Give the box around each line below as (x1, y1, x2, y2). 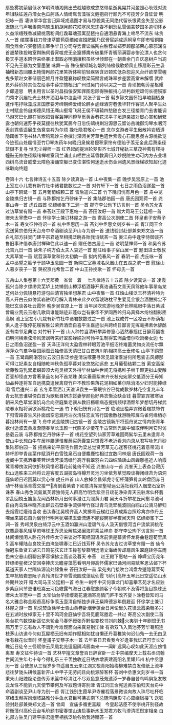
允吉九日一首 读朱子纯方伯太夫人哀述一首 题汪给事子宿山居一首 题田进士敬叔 (5, 247, 166, 253)
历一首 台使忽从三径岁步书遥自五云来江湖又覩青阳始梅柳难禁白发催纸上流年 (5, 663, 164, 668)
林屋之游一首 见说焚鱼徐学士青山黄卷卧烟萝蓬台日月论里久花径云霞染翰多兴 (5, 605, 164, 611)
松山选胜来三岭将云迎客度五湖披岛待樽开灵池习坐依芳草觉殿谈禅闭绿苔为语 (5, 470, 162, 476)
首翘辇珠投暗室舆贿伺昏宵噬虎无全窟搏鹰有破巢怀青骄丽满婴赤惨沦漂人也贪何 (5, 49, 167, 56)
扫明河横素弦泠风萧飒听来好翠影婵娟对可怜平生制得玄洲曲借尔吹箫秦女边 (5, 335, 158, 341)
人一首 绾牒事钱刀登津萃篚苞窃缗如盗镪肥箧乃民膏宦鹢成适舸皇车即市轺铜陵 (5, 37, 164, 43)
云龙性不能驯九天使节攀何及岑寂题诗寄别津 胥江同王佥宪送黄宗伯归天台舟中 (5, 682, 164, 688)
